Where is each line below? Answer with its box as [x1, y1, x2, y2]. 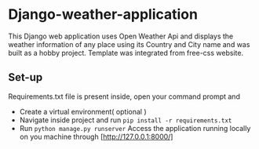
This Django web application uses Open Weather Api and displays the [8, 31, 234, 41]
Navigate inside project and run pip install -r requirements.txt [19, 115, 232, 125]
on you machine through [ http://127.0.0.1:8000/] [19, 132, 173, 141]
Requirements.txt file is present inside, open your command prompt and [8, 92, 241, 101]
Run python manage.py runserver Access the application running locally [19, 123, 251, 133]
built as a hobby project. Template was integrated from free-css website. [8, 48, 244, 57]
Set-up [8, 71, 43, 84]
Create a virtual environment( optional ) [19, 107, 147, 116]
